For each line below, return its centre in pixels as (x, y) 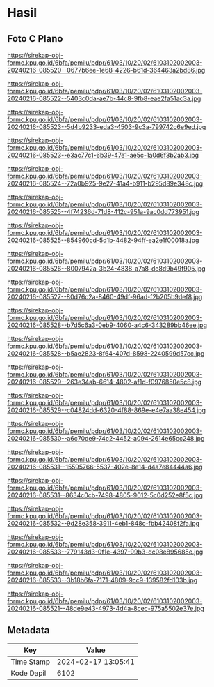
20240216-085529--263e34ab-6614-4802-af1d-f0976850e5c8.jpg (105, 382)
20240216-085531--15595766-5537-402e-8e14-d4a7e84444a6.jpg (105, 467)
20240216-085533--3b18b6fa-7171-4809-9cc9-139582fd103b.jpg (102, 580)
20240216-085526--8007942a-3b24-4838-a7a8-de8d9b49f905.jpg (107, 269)
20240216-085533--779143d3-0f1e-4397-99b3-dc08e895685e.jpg (105, 552)
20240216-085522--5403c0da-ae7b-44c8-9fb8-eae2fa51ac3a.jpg (104, 98)
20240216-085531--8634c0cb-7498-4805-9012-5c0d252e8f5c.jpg (105, 495)
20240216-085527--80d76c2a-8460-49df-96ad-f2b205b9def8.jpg (105, 297)
